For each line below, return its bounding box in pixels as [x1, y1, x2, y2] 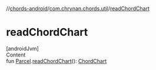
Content [6, 51, 26, 58]
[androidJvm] [6, 45, 39, 52]
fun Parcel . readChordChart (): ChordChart [6, 57, 107, 64]
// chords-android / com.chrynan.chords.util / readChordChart [6, 5, 150, 12]
